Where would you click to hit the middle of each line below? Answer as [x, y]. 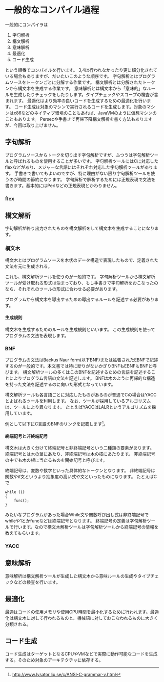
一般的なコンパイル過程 [52, 10]
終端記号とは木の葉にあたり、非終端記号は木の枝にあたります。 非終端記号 [80, 454]
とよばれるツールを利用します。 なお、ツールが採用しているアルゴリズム [78, 401]
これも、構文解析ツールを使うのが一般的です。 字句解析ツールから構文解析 [80, 276]
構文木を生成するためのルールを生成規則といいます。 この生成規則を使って [80, 329]
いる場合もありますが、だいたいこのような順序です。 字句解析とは [72, 76]
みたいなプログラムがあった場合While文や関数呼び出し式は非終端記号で [77, 515]
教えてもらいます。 [24, 533]
